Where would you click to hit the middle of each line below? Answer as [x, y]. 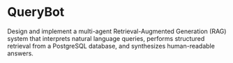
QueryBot [36, 12]
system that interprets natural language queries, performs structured [106, 38]
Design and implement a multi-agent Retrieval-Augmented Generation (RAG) [117, 31]
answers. [20, 53]
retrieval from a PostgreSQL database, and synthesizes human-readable [111, 46]
